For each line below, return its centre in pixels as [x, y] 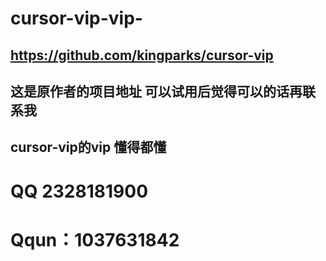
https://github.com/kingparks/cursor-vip [142, 55]
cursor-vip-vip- [76, 18]
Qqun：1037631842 [95, 239]
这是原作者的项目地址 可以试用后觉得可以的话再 [156, 91]
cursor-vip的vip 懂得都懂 [88, 147]
